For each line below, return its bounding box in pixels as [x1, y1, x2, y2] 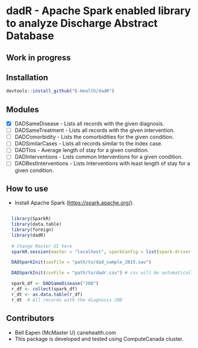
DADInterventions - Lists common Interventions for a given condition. [14, 153, 183, 160]
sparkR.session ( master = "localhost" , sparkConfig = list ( [11, 248, 160, 254]
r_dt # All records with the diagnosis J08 [11, 297, 123, 303]
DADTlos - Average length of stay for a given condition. [14, 147, 149, 154]
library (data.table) [11, 221, 62, 227]
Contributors [6, 313, 55, 323]
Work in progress [6, 52, 71, 62]
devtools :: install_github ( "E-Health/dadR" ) [6, 88, 115, 94]
